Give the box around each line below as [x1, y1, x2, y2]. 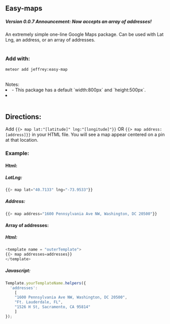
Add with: [5, 55, 30, 62]
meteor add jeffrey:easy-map [5, 67, 68, 72]
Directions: [5, 112, 42, 121]
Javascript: [5, 268, 31, 274]
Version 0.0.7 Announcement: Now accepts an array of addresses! [5, 18, 152, 25]
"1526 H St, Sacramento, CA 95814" [14, 304, 91, 310]
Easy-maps [5, 4, 43, 13]
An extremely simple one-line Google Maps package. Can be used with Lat [5, 31, 164, 37]
